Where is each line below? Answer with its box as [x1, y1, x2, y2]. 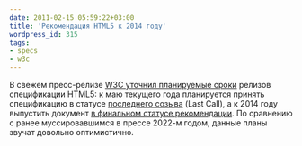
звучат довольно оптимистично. [9, 127, 135, 137]
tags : [9, 38, 30, 47]
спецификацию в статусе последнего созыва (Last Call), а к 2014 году [9, 99, 279, 108]
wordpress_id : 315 [9, 30, 78, 39]
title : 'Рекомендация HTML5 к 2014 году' [9, 21, 167, 30]
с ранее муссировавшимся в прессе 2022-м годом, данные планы [9, 117, 268, 128]
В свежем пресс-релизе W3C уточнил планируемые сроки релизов [9, 80, 271, 90]
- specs [9, 47, 39, 56]
